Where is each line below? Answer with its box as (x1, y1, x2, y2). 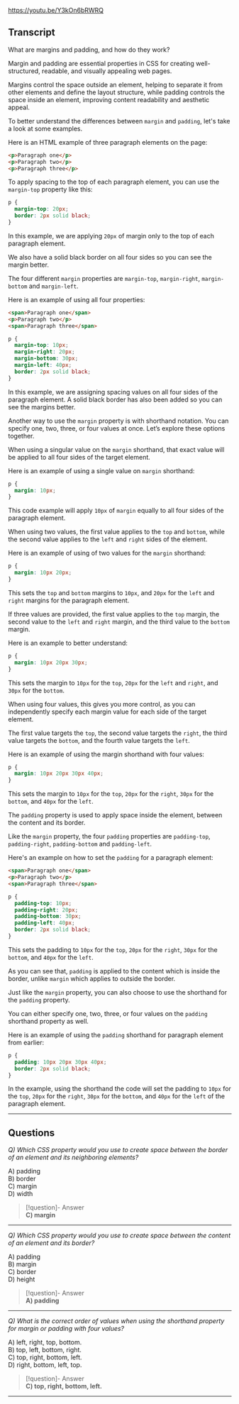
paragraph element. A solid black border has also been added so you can (8, 395, 223, 404)
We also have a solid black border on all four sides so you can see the (8, 253, 212, 261)
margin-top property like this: (8, 185, 93, 194)
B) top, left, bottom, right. (8, 1346, 82, 1354)
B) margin (8, 1260, 37, 1268)
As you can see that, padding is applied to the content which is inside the (8, 966, 221, 975)
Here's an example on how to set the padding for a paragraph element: (8, 853, 213, 862)
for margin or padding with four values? (8, 1325, 125, 1333)
